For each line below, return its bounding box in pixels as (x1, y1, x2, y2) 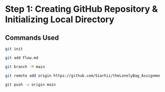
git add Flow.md (5, 55, 38, 60)
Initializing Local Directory (5, 14, 114, 25)
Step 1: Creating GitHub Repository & (5, 3, 158, 15)
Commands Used (5, 33, 59, 42)
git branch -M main (5, 64, 45, 69)
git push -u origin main (5, 82, 56, 87)
